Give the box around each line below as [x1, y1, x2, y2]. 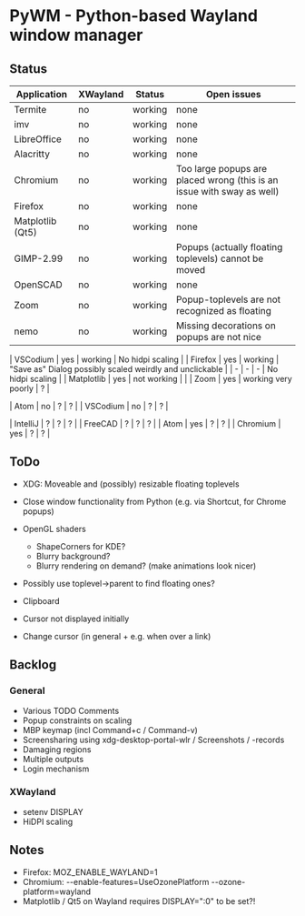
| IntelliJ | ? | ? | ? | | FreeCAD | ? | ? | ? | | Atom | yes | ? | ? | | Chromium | [9, 418, 281, 428]
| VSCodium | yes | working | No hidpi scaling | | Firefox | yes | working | [9, 354, 280, 365]
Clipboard [22, 595, 60, 606]
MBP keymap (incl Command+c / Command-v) [22, 724, 198, 735]
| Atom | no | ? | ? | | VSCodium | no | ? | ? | [9, 401, 169, 411]
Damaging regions [22, 743, 92, 755]
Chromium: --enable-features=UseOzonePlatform [22, 876, 210, 887]
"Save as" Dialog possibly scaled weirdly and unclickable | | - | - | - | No [9, 364, 279, 374]
